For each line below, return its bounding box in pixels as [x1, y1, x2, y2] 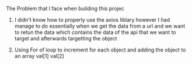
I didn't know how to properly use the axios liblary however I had [14, 16, 170, 23]
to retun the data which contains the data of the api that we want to [14, 29, 176, 36]
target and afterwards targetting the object [14, 35, 117, 42]
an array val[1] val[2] [14, 53, 64, 59]
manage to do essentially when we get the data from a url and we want [14, 23, 186, 29]
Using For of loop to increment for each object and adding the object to [14, 46, 186, 53]
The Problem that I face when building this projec [6, 5, 124, 12]
